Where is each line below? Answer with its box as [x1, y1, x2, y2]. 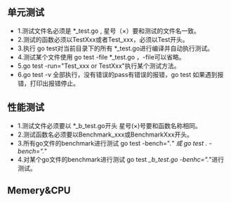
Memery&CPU [7, 185, 71, 197]
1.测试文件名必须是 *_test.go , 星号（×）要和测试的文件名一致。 [17, 27, 200, 35]
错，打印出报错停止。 [17, 79, 79, 87]
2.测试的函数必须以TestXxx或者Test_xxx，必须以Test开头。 [17, 35, 189, 43]
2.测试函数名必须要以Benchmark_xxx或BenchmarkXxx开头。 [17, 130, 193, 139]
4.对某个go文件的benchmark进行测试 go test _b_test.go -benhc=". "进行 [17, 155, 225, 163]
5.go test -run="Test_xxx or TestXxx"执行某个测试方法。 [17, 62, 180, 70]
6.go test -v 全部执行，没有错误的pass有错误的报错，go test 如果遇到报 [17, 70, 224, 78]
